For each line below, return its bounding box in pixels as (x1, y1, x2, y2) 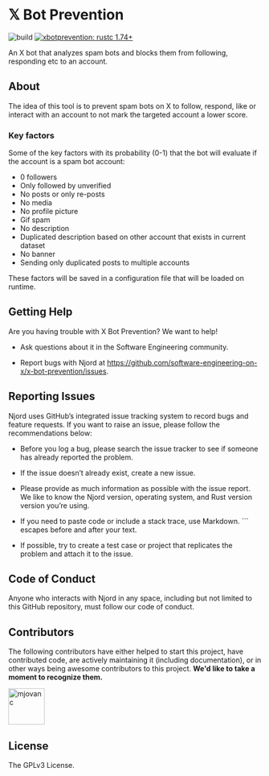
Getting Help (8, 305, 73, 319)
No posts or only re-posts (19, 189, 106, 199)
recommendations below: (8, 428, 92, 438)
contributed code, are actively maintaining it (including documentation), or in (8, 655, 262, 665)
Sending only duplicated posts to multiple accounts (19, 258, 190, 267)
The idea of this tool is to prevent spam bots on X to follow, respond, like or (8, 101, 257, 110)
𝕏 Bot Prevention (8, 6, 124, 24)
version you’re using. (19, 501, 90, 510)
